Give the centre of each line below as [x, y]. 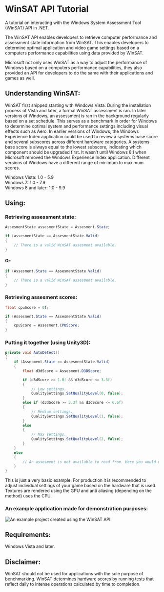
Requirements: [28, 534]
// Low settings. [49, 389]
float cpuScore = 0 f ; [27, 307]
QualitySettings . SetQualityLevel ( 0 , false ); [77, 394]
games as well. [20, 78]
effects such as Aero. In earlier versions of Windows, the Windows [72, 131]
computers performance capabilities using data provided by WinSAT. [74, 53]
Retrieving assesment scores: [41, 297]
